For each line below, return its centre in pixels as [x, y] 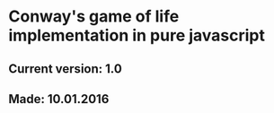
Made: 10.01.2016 [59, 99]
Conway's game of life [94, 17]
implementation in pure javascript [137, 35]
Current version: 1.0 [65, 69]
